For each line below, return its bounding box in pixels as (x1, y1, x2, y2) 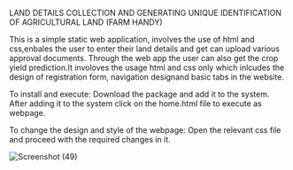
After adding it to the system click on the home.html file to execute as (9, 98, 263, 109)
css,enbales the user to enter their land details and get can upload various (9, 43, 281, 54)
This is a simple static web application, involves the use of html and (9, 35, 255, 44)
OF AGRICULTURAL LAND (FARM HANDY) (9, 17, 163, 27)
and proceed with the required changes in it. (9, 135, 171, 144)
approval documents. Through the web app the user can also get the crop (9, 53, 279, 63)
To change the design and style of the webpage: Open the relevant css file (9, 125, 281, 135)
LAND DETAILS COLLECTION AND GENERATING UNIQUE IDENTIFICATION (9, 8, 281, 18)
